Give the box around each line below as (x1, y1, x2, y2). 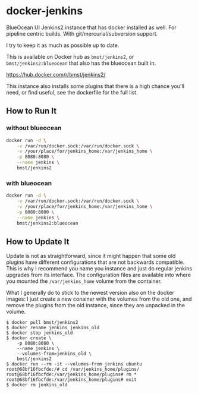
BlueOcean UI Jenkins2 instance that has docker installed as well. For (6, 24, 177, 31)
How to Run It (6, 106, 57, 116)
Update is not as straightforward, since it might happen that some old (6, 253, 176, 260)
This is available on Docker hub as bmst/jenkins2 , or (6, 53, 134, 60)
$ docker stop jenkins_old (6, 330, 73, 336)
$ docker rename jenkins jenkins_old (6, 325, 100, 331)
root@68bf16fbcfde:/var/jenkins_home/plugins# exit (6, 377, 137, 383)
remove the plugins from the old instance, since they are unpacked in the (6, 302, 186, 309)
